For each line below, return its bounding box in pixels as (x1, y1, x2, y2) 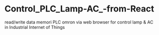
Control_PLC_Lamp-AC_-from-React (4, 3, 154, 14)
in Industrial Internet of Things (4, 24, 65, 30)
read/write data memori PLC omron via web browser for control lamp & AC (4, 19, 154, 25)
